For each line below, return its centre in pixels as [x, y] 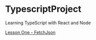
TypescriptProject [43, 9]
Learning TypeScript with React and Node [48, 23]
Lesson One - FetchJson [30, 32]
